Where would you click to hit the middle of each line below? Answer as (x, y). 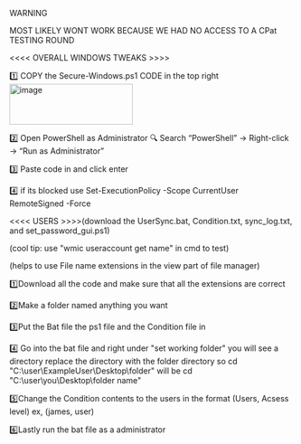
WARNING (28, 13)
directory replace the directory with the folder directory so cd (123, 361)
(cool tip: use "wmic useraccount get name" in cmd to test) (119, 248)
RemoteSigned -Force (50, 203)
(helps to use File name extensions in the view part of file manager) (135, 265)
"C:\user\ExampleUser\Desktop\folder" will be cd (101, 371)
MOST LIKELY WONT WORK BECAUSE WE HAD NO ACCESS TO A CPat (143, 30)
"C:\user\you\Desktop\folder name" (75, 380)
